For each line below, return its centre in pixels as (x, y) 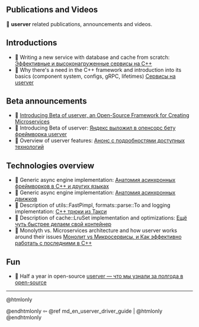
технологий (29, 147)
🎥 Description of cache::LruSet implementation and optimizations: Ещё (101, 218)
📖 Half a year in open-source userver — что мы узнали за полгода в (99, 276)
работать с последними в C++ (53, 243)
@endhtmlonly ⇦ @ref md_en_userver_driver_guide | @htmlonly (84, 311)
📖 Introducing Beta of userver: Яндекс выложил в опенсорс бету (95, 128)
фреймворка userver (41, 134)
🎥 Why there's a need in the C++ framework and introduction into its (98, 70)
